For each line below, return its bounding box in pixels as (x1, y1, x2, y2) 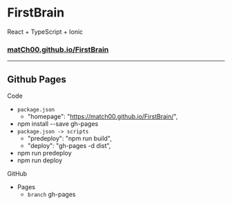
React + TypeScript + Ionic (7, 28, 84, 36)
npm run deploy (17, 156, 63, 164)
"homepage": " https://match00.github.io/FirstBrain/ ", (27, 112, 178, 121)
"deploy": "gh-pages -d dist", (27, 142, 111, 150)
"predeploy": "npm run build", (27, 134, 113, 142)
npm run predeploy (17, 149, 72, 158)
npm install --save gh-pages (17, 120, 99, 128)
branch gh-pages (27, 191, 76, 199)
